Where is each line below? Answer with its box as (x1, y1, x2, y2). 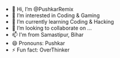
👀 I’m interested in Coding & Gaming (11, 12, 100, 19)
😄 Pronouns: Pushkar (11, 40, 65, 47)
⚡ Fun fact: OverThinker (11, 46, 70, 53)
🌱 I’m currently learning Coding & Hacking (11, 18, 114, 25)
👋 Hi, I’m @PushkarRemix (11, 6, 74, 12)
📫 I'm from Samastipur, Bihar (11, 31, 84, 38)
